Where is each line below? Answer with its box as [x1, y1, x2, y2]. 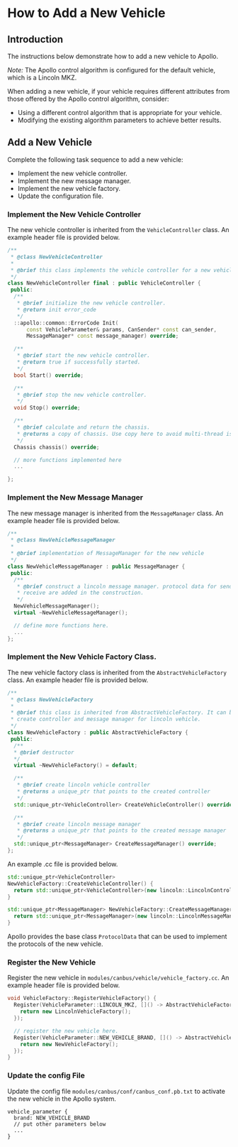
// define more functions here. [13, 622, 110, 629]
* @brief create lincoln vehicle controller [16, 781, 151, 789]
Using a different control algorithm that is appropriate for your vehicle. [17, 109, 222, 116]
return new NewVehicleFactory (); [20, 1041, 119, 1048]
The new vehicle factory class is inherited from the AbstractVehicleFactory [7, 668, 227, 676]
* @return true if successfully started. [16, 358, 141, 366]
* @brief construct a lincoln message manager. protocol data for [16, 583, 217, 590]
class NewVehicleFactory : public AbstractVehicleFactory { [7, 729, 189, 736]
